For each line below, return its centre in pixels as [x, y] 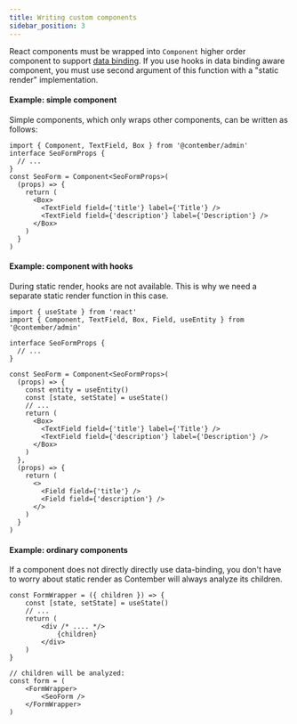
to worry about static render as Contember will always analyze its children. [146, 579]
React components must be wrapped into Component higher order [128, 51]
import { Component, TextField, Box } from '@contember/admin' [129, 145]
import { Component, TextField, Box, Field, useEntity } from [127, 320]
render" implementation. [54, 79]
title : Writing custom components [73, 17]
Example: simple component [63, 100]
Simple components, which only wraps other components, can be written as [149, 119]
